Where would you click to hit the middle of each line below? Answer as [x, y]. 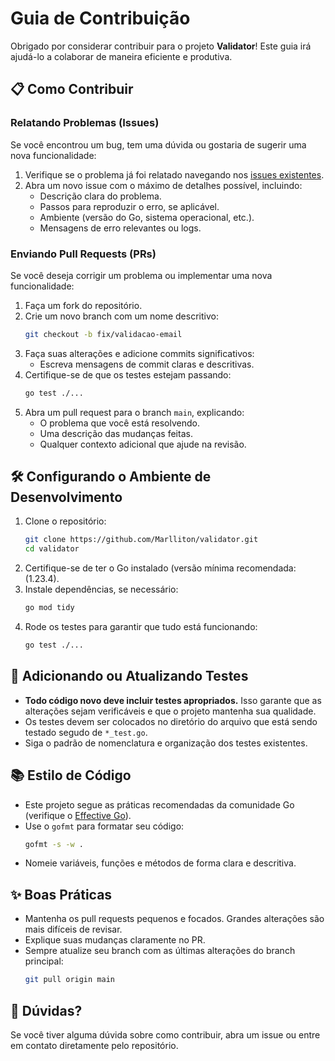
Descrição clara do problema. [100, 196]
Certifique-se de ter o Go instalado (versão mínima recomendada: [160, 568]
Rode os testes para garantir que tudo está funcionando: [141, 627]
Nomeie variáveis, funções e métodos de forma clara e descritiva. [160, 863]
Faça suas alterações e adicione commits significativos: [139, 353]
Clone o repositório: [65, 521]
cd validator [52, 549]
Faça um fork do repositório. [83, 305]
